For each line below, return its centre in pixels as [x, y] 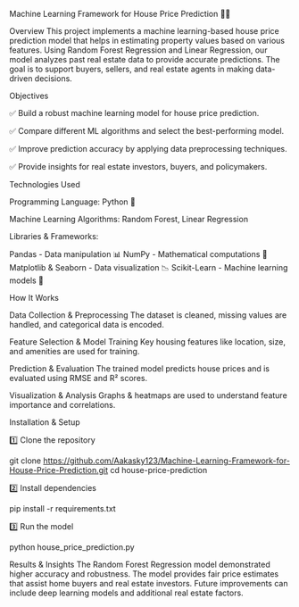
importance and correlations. [62, 405]
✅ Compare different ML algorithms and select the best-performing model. [147, 131]
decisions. [54, 79]
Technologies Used [45, 184]
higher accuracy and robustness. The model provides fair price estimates [144, 574]
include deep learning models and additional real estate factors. [126, 593]
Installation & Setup [45, 422]
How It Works [34, 298]
